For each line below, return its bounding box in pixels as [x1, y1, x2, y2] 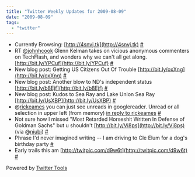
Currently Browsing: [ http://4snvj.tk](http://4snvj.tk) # [14, 41, 144, 48]
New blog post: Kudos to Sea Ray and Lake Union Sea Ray [14, 91, 155, 98]
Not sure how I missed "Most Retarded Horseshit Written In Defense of [14, 115, 185, 123]
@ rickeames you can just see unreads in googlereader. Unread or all [14, 103, 180, 110]
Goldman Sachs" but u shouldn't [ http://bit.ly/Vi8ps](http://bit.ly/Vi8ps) [14, 122, 185, 129]
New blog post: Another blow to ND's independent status [14, 79, 152, 86]
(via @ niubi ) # [14, 128, 48, 135]
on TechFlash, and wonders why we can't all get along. [14, 53, 147, 60]
